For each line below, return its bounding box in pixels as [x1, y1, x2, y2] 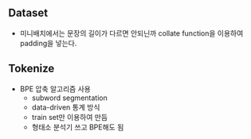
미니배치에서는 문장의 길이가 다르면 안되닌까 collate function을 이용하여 [19, 28, 244, 38]
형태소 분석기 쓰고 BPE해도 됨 [31, 122, 124, 132]
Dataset [8, 6, 49, 20]
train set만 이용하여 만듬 [31, 112, 108, 122]
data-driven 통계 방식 [31, 102, 100, 112]
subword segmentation [31, 93, 108, 102]
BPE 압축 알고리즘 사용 [19, 83, 92, 94]
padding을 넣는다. [19, 38, 77, 48]
